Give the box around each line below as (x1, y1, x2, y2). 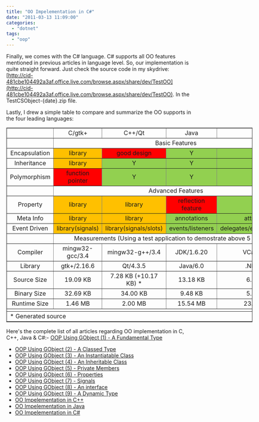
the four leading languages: (6, 115, 74, 122)
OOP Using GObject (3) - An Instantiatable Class (14, 352, 134, 359)
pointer (67, 176, 88, 185)
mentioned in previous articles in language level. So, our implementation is (6, 59, 189, 66)
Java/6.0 (178, 262, 204, 270)
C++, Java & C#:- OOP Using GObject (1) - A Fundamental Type (6, 334, 163, 341)
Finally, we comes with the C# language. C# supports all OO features (6, 53, 176, 60)
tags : (6, 31, 20, 37)
